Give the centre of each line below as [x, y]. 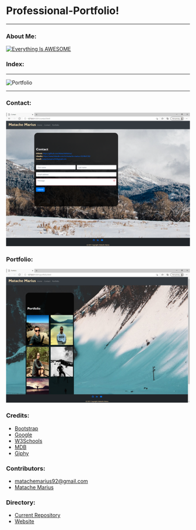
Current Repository [37, 515]
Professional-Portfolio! [63, 11]
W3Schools [28, 440]
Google [23, 435]
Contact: [19, 103]
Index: [15, 64]
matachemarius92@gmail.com [51, 481]
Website [24, 521]
